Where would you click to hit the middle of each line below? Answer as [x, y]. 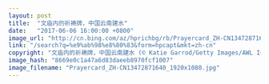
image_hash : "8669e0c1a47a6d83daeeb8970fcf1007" [91, 61]
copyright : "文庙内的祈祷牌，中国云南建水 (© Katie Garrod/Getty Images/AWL [131, 53]
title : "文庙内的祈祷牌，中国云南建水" [68, 23]
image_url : [26, 38]
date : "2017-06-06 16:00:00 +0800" [71, 30]
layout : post [30, 16]
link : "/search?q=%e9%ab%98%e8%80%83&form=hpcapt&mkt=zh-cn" [112, 46]
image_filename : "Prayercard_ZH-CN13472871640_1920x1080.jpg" [114, 68]
